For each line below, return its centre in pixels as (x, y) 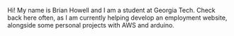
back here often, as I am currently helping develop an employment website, (117, 18)
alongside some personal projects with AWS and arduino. (91, 25)
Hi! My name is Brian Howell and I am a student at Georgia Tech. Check (112, 10)
